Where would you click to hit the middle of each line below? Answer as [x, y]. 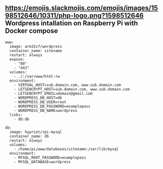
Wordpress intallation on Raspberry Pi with [71, 23]
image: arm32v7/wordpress [36, 46]
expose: [17, 59]
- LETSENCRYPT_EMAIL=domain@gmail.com [53, 93]
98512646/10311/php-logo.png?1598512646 [74, 16]
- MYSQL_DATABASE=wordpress [42, 162]
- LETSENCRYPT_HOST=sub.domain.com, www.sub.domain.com [72, 89]
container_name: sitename [36, 51]
